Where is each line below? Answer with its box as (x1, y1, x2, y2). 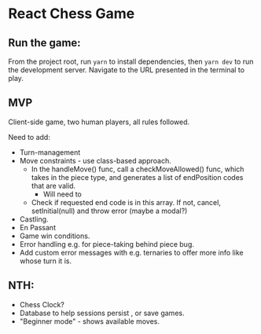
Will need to (42, 189, 83, 199)
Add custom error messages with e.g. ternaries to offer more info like (19, 248, 244, 257)
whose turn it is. (19, 256, 72, 266)
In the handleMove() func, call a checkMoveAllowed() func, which (31, 164, 244, 174)
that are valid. (31, 181, 76, 190)
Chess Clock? (19, 299, 65, 309)
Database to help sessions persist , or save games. (19, 308, 185, 317)
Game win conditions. (19, 231, 90, 240)
